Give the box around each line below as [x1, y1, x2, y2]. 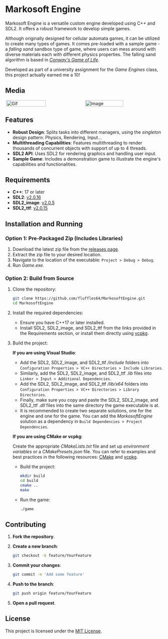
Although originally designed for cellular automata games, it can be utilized [5, 35, 160, 41]
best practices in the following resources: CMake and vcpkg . [12, 454, 138, 460]
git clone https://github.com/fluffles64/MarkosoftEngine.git [12, 296, 145, 301]
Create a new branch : [12, 543, 59, 549]
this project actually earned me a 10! [5, 72, 80, 78]
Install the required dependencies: [12, 310, 84, 316]
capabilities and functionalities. [12, 161, 77, 167]
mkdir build [20, 473, 45, 479]
